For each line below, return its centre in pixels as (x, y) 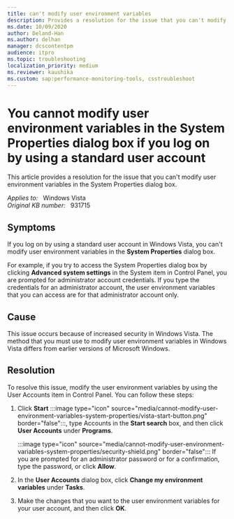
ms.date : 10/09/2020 (37, 27)
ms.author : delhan (34, 40)
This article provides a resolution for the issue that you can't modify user (112, 177)
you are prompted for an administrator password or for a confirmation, (118, 459)
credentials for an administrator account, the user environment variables (111, 288)
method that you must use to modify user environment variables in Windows (117, 341)
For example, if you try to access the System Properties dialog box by (107, 265)
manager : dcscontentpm (40, 46)
